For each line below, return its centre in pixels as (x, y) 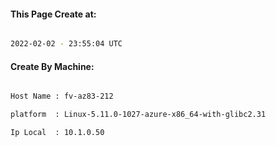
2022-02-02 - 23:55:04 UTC (66, 44)
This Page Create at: (53, 14)
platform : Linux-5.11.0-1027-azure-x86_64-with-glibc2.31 (138, 115)
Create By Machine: (52, 66)
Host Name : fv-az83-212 (62, 96)
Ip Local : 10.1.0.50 (57, 133)
